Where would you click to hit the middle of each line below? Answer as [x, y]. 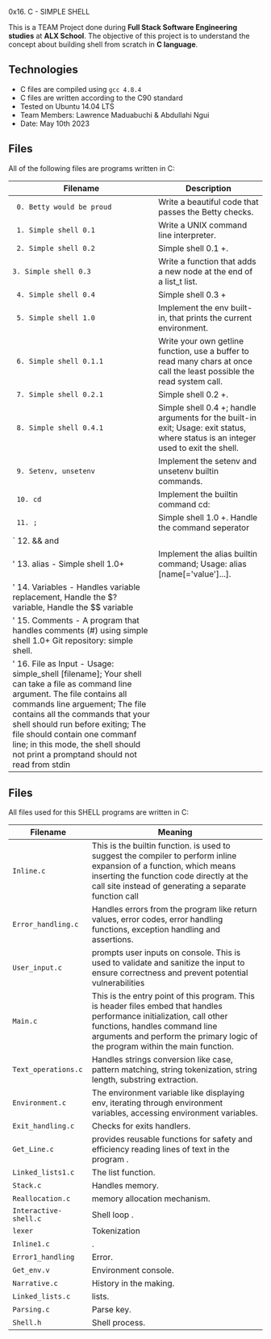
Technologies [44, 70]
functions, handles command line [154, 1026]
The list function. [123, 1173]
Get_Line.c [33, 1149]
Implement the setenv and [208, 461]
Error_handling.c [46, 924]
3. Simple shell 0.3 [52, 271]
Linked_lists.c [42, 1297]
